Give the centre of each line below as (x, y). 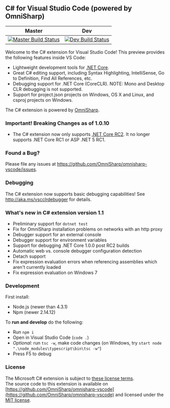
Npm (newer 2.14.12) (34, 312)
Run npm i (23, 332)
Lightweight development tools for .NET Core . (61, 67)
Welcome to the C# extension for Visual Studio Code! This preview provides (85, 52)
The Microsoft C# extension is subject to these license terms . (70, 378)
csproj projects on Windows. (43, 100)
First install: (17, 297)
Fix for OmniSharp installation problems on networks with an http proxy (88, 229)
